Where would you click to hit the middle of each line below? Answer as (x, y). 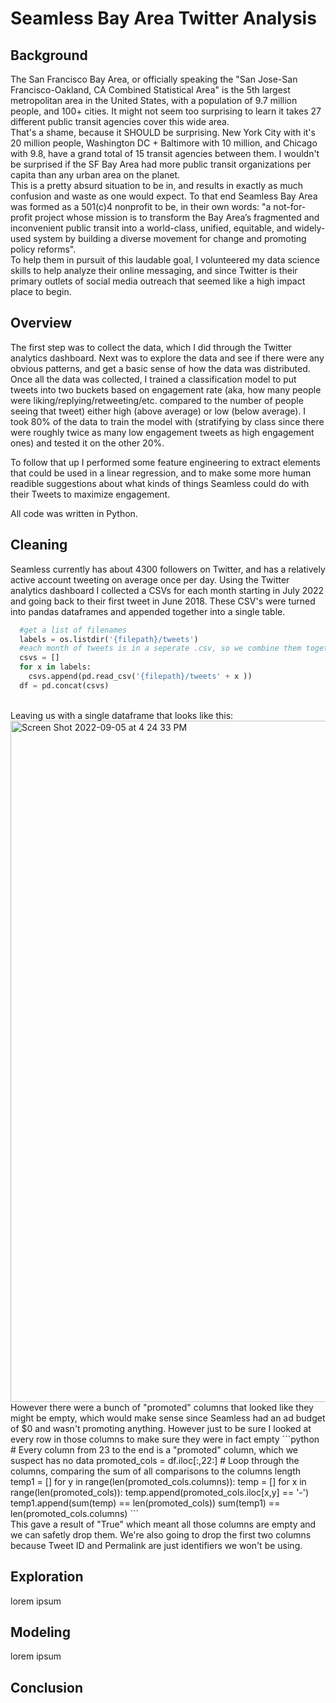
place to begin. (41, 291)
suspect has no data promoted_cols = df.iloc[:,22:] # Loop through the (155, 1460)
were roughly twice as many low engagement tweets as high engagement (162, 432)
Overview (41, 323)
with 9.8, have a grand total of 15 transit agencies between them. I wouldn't (165, 153)
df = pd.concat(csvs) (64, 685)
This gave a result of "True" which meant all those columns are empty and (163, 1524)
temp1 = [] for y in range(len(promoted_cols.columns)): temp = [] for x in (158, 1481)
